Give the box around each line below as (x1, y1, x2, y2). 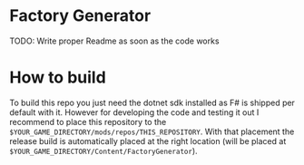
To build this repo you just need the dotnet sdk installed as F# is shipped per (9, 97, 295, 108)
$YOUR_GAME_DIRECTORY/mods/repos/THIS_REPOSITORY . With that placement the (9, 126, 295, 137)
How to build (9, 67, 106, 88)
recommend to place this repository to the (9, 116, 167, 127)
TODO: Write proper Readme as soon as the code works (9, 35, 220, 46)
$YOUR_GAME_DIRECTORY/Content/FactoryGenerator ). (9, 145, 198, 156)
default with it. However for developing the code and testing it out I (9, 106, 260, 118)
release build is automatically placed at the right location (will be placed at (9, 135, 287, 146)
